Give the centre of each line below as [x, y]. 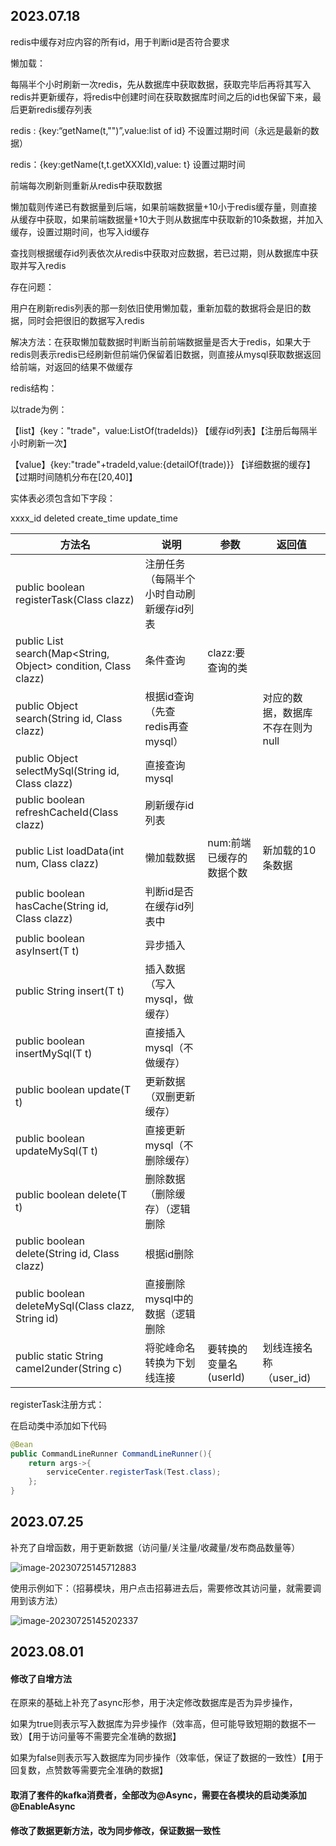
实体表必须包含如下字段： [63, 498]
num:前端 [229, 842]
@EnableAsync [43, 1806]
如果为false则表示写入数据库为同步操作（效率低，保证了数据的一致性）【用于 [167, 1758]
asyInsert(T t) [47, 951]
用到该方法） [36, 1600]
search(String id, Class [69, 718]
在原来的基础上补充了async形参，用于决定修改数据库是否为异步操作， [154, 1703]
